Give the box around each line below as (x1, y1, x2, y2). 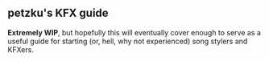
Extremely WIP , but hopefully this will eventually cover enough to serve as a (7, 27, 261, 37)
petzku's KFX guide (7, 6, 110, 20)
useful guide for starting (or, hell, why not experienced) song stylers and (7, 36, 248, 46)
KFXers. (7, 44, 34, 55)
